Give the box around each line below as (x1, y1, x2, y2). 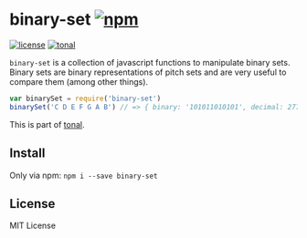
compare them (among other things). (9, 76, 149, 87)
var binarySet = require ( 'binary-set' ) (9, 94, 162, 103)
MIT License (9, 220, 57, 232)
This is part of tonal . (9, 119, 85, 129)
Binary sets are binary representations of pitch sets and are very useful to (9, 67, 287, 78)
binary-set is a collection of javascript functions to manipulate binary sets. (9, 57, 291, 67)
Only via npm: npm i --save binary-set (9, 170, 158, 181)
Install (9, 146, 46, 161)
